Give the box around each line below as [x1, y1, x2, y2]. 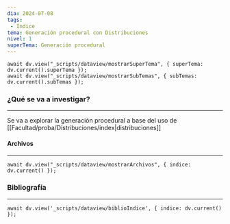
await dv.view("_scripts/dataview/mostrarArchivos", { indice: [7, 161, 192, 168]
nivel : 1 [7, 36, 32, 42]
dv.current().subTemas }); [7, 79, 84, 86]
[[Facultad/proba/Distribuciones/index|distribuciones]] [7, 124, 162, 132]
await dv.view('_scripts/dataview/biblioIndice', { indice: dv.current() [7, 205, 222, 212]
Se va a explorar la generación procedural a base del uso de [7, 116, 177, 125]
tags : [7, 16, 23, 23]
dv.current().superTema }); [7, 66, 88, 73]
